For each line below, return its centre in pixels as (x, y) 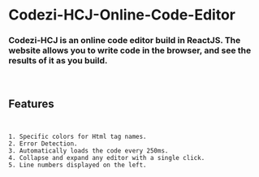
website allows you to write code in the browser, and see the (130, 50)
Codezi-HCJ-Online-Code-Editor (122, 15)
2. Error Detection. (43, 144)
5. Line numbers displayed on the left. (78, 165)
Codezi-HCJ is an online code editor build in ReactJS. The (125, 41)
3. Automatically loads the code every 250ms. (88, 151)
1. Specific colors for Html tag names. (78, 137)
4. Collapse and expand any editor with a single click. (107, 158)
